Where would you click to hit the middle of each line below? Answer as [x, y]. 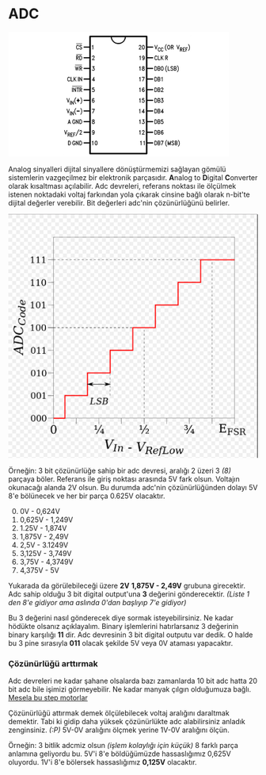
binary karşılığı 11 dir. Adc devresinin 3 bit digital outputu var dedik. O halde [131, 635]
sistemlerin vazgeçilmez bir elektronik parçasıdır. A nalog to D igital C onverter [133, 177]
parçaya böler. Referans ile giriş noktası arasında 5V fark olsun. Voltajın [124, 479]
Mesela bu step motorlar [48, 698]
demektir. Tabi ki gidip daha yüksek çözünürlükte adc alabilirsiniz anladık [127, 722]
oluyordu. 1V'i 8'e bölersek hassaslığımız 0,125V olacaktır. [103, 762]
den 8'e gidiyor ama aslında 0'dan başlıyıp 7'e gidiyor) [97, 603]
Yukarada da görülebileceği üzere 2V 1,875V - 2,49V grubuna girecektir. [127, 586]
